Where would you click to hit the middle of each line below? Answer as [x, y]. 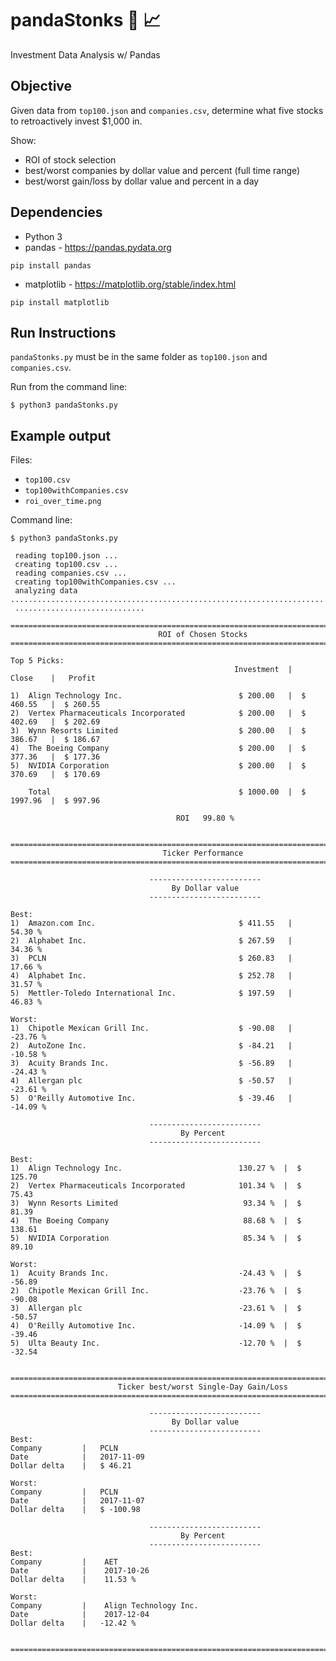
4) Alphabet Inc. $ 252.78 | [151, 976]
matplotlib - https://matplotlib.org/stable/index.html [130, 284]
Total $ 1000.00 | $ [167, 792]
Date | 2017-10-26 [80, 1571]
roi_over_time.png [63, 502]
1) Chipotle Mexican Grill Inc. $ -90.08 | [151, 1028]
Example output [61, 435]
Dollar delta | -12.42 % [73, 1623]
